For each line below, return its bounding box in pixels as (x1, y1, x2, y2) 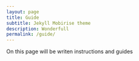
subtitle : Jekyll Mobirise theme (6, 20, 91, 26)
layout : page (6, 8, 39, 15)
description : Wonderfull (6, 25, 69, 32)
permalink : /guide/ (6, 31, 56, 37)
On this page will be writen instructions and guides (6, 48, 134, 55)
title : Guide (6, 14, 39, 21)
